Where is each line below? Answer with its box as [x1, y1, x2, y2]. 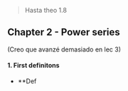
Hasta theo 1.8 [24, 6, 68, 14]
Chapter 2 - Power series [7, 26, 121, 38]
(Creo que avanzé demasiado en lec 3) [7, 45, 122, 54]
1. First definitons [7, 61, 60, 70]
